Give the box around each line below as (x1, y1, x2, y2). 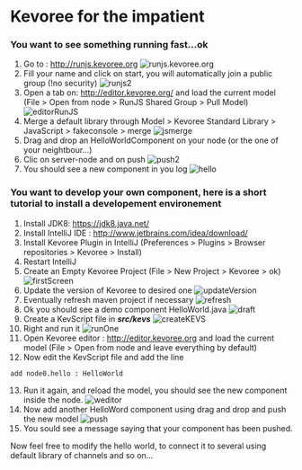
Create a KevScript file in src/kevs (22, 313, 151, 324)
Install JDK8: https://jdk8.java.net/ (22, 217, 149, 228)
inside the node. (22, 394, 84, 405)
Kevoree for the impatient (10, 6, 205, 27)
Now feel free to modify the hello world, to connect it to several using (10, 440, 267, 451)
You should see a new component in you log (22, 164, 188, 174)
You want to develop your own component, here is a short (10, 186, 268, 199)
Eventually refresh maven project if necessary (22, 294, 194, 305)
